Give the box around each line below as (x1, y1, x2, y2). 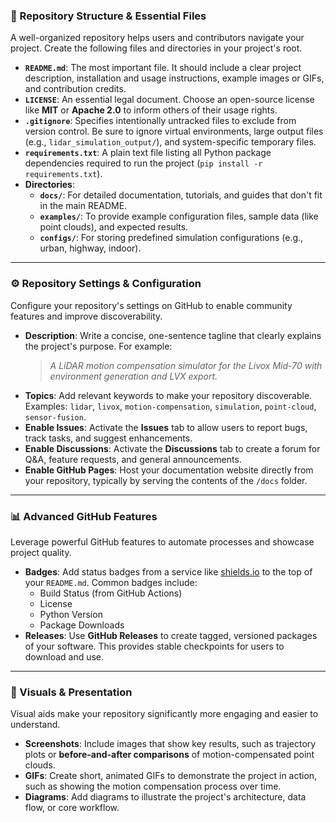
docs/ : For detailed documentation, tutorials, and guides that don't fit (39, 189, 323, 201)
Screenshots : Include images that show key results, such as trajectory (24, 738, 317, 750)
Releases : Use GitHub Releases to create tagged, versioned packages (24, 629, 318, 641)
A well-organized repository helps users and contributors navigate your (10, 32, 305, 44)
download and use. (24, 650, 105, 663)
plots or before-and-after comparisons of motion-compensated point (24, 749, 315, 761)
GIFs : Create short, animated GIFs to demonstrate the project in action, (24, 770, 318, 782)
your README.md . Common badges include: (24, 576, 198, 588)
